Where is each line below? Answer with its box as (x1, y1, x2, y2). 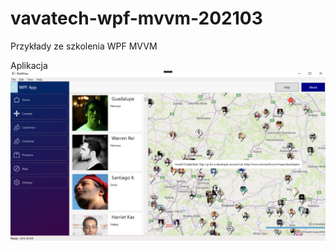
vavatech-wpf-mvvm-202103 (10, 7, 263, 30)
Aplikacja (10, 59, 48, 71)
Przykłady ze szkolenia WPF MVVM (10, 40, 158, 52)
